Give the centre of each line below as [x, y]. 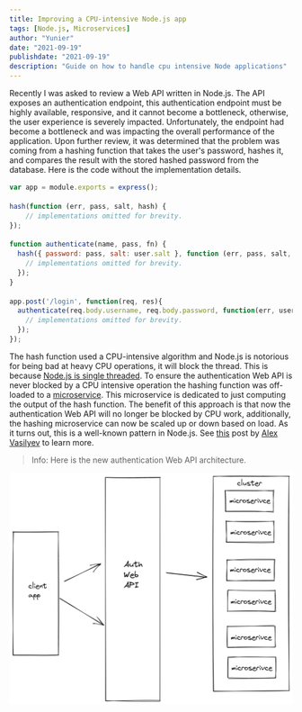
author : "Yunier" [42, 38]
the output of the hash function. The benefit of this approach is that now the [150, 404]
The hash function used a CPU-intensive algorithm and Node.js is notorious [149, 356]
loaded [22, 394]
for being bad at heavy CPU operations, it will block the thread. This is [139, 365]
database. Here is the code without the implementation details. [125, 170]
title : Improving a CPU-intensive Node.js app [98, 19]
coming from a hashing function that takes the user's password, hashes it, [147, 150]
